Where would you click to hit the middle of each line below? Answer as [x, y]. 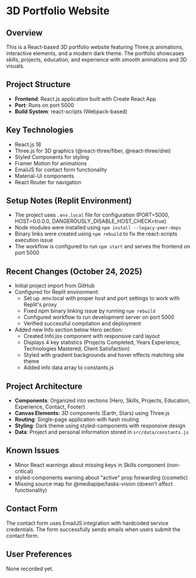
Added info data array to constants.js [68, 368]
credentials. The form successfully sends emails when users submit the [93, 529]
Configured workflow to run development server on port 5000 [99, 317]
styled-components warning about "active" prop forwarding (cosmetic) [101, 477]
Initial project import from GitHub [55, 286]
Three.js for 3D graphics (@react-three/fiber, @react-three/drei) [93, 151]
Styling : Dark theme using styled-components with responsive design [100, 426]
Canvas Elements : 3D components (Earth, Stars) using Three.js [92, 413]
